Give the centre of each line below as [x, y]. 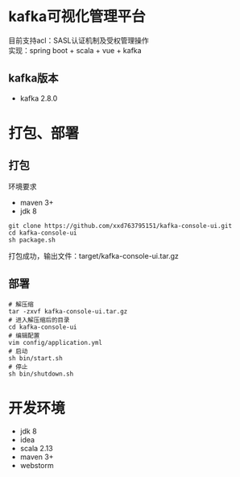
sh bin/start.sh [35, 358]
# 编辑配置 [24, 335]
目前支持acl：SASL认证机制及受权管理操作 [79, 40]
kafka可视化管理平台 [77, 17]
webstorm [37, 465]
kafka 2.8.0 [39, 98]
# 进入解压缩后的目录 [39, 320]
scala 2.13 [37, 448]
